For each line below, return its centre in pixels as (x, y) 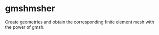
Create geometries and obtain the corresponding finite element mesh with (79, 22)
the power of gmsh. (25, 27)
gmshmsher (30, 9)
